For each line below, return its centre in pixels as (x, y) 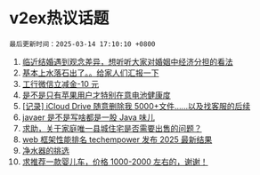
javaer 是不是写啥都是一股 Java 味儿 (89, 117)
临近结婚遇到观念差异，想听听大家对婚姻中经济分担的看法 (127, 61)
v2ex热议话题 (59, 18)
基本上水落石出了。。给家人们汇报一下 (90, 73)
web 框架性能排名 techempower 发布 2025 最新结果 (117, 139)
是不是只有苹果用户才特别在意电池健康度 (96, 95)
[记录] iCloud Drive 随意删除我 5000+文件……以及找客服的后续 (136, 106)
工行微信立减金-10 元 (61, 84)
